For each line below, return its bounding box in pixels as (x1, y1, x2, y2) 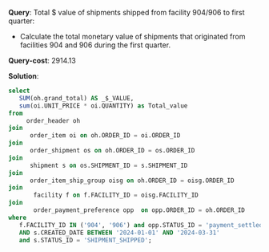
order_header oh (26, 116, 81, 124)
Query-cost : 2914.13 (8, 56, 76, 65)
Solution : (8, 71, 39, 80)
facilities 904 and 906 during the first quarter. (19, 40, 171, 50)
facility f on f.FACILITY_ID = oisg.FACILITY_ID (33, 191, 199, 200)
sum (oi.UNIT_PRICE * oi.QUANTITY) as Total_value (18, 101, 188, 110)
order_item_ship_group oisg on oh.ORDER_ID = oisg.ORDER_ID (29, 177, 235, 185)
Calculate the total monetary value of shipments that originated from (19, 32, 246, 41)
